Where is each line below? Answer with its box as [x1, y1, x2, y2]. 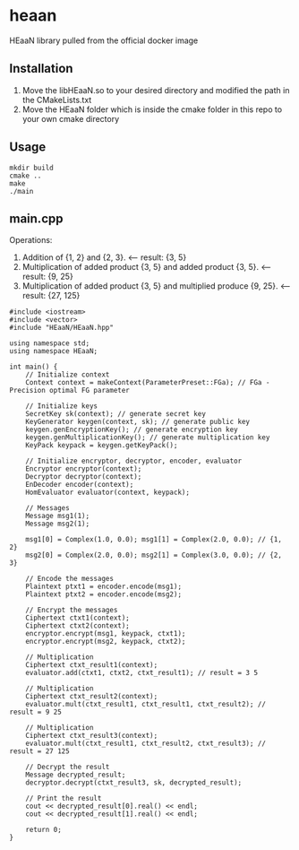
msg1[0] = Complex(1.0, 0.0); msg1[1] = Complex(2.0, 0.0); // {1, [25, 535, 282, 544]
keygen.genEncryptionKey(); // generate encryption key [25, 425, 239, 435]
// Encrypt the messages [25, 606, 118, 615]
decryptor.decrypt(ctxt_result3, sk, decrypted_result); [25, 778, 243, 787]
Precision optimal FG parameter [9, 386, 130, 395]
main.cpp [9, 211, 64, 226]
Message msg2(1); [25, 519, 90, 529]
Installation [9, 61, 73, 76]
